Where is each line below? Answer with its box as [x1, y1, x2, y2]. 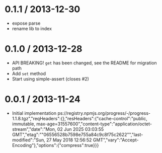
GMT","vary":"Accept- [93, 137, 139, 143]
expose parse [12, 20, 41, 26]
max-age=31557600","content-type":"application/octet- [36, 121, 152, 127]
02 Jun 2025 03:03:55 [57, 126, 104, 132]
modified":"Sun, [12, 137, 46, 143]
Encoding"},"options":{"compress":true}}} [12, 142, 99, 148]
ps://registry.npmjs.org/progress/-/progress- [57, 110, 151, 116]
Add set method [12, 70, 46, 76]
